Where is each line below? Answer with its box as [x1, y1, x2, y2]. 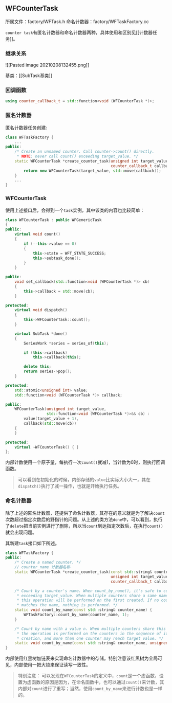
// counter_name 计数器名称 [14, 565, 71, 570]
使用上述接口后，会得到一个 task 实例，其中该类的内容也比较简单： [5, 207, 145, 213]
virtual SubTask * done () [14, 331, 68, 336]
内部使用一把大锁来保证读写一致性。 [14, 662, 91, 668]
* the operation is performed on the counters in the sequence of [16, 631, 161, 636]
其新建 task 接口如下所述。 [5, 540, 60, 546]
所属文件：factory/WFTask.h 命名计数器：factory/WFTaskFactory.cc [5, 18, 149, 25]
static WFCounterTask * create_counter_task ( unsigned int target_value [14, 158, 168, 164]
